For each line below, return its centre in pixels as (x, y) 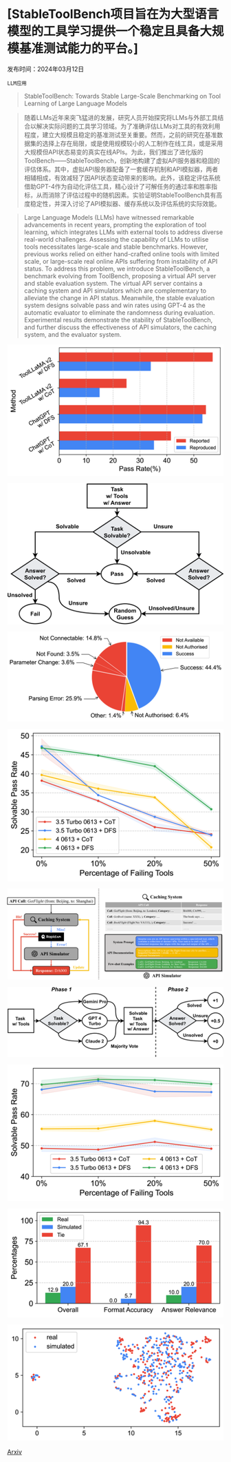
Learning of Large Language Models (75, 103)
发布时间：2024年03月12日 (46, 69)
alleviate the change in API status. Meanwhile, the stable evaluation (119, 297)
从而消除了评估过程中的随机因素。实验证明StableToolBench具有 (126, 195)
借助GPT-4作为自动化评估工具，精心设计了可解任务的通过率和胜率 (118, 186)
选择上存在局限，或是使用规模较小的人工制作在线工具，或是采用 (133, 143)
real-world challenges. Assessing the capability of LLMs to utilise (116, 239)
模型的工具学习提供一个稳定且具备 (104, 31)
